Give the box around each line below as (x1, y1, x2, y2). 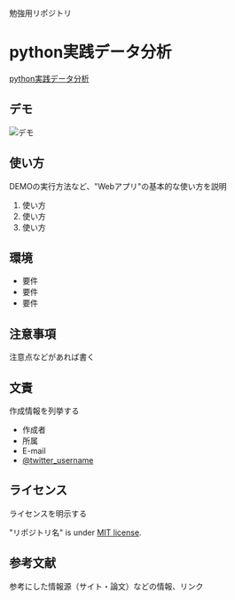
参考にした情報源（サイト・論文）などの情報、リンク (9, 580, 204, 591)
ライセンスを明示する (9, 508, 87, 518)
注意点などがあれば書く (9, 352, 95, 363)
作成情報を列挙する (9, 405, 80, 416)
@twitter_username (21, 455, 94, 465)
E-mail (21, 445, 46, 456)
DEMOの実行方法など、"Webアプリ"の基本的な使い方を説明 (9, 180, 228, 191)
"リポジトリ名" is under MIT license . (9, 527, 142, 538)
